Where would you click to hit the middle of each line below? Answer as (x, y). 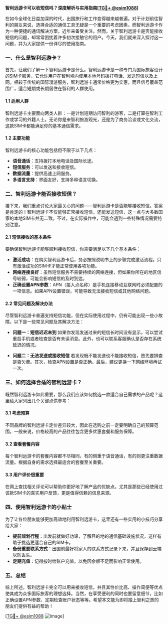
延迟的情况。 (25, 345)
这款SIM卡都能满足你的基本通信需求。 (44, 125)
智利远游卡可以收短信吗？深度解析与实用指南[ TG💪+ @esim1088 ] (72, 8)
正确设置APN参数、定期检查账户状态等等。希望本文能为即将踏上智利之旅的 (82, 599)
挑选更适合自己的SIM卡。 (47, 542)
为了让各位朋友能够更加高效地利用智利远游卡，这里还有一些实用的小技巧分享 (84, 519)
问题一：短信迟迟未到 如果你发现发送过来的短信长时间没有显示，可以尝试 (87, 333)
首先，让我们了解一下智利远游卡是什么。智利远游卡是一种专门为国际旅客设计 (84, 70)
